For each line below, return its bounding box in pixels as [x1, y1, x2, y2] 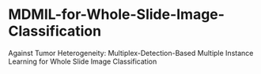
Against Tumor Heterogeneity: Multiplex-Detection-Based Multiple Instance [8, 48, 254, 57]
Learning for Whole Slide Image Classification [8, 57, 157, 66]
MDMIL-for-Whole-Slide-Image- [8, 6, 225, 24]
